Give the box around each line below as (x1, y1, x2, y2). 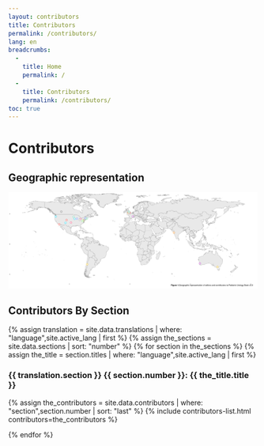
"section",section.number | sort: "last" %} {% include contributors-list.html (8, 406, 251, 415)
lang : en (8, 38, 37, 46)
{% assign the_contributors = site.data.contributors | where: (8, 398, 203, 407)
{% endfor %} (8, 429, 54, 439)
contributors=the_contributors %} (8, 414, 119, 424)
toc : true (8, 104, 41, 112)
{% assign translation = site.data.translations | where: (8, 325, 183, 334)
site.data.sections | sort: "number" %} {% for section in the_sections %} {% (8, 342, 255, 351)
